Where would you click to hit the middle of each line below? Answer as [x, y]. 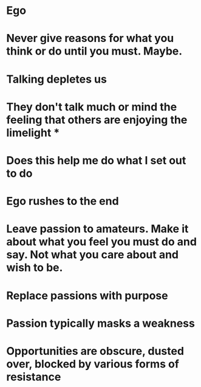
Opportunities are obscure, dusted [95, 351]
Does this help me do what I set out [96, 160]
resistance [34, 377]
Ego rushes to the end [63, 201]
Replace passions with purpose [87, 296]
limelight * [33, 133]
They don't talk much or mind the [92, 107]
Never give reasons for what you [90, 39]
